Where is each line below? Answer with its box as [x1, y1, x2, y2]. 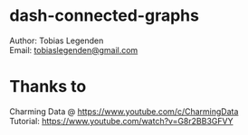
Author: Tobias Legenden [9, 35, 104, 46]
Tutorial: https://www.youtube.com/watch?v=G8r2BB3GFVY [9, 115, 234, 126]
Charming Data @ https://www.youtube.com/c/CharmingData [9, 105, 239, 117]
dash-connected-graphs [9, 5, 199, 26]
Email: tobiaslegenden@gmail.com [9, 44, 138, 55]
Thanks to [9, 76, 87, 97]
